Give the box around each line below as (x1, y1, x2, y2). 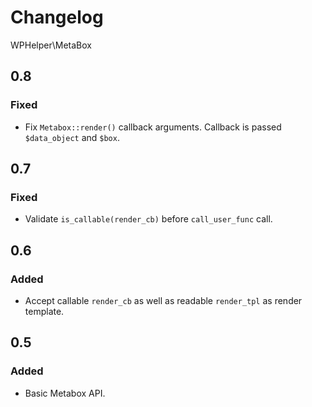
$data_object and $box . (24, 131, 120, 143)
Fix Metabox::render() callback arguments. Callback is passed (24, 121, 282, 133)
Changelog (10, 6, 104, 29)
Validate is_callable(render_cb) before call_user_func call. (24, 213, 273, 225)
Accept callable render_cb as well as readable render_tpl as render (24, 295, 303, 306)
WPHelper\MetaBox (10, 39, 92, 51)
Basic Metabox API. (24, 387, 106, 399)
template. (24, 306, 65, 317)
